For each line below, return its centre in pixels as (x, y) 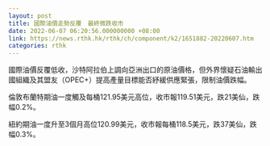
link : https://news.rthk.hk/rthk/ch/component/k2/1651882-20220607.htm (131, 38)
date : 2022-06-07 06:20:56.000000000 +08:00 (84, 31)
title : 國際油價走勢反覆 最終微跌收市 (66, 23)
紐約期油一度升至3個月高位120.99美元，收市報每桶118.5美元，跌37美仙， (129, 124)
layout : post (30, 16)
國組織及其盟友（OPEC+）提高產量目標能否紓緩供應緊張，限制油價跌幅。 (130, 80)
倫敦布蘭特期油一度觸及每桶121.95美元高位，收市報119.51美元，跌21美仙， (131, 97)
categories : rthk (37, 46)
